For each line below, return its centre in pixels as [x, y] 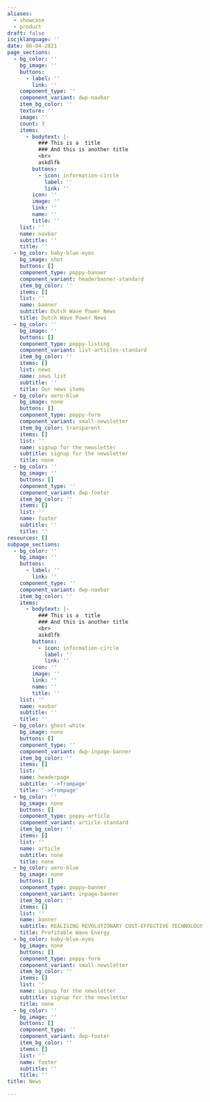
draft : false [26, 33]
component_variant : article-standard [74, 823]
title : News [24, 1082]
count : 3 [32, 124]
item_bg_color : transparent [60, 428]
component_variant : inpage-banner [69, 894]
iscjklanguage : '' [34, 40]
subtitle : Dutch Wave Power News [68, 312]
